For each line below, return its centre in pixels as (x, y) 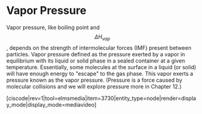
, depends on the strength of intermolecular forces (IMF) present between (99, 48)
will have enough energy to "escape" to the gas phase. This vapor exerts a (100, 73)
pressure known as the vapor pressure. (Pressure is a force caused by (94, 80)
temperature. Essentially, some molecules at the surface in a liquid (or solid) (101, 67)
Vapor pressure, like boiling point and (53, 27)
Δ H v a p (102, 37)
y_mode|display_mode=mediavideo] (51, 104)
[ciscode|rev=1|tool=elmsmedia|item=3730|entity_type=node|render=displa (101, 98)
